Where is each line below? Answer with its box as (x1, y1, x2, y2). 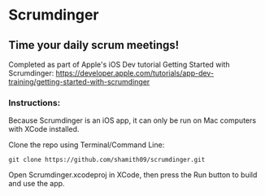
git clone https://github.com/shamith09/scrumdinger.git (8, 156, 206, 164)
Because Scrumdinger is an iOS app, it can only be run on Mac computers (8, 115, 257, 125)
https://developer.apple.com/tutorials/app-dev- (55, 68, 214, 78)
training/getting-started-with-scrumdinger (8, 77, 150, 86)
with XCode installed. (8, 124, 80, 134)
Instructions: (8, 97, 61, 108)
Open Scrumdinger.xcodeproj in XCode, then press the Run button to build (8, 170, 258, 180)
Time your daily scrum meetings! (8, 38, 180, 52)
